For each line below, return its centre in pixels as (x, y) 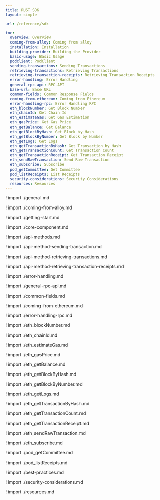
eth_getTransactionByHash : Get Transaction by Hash (66, 146)
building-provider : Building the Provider (55, 52)
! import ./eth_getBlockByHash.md (41, 374)
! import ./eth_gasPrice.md (33, 355)
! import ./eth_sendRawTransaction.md (46, 433)
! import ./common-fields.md (35, 296)
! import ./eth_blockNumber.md (38, 325)
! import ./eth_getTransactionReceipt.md (47, 424)
